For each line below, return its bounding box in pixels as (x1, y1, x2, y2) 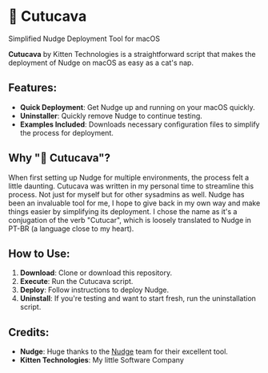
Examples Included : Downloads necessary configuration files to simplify (19, 120, 260, 129)
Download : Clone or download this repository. (19, 268, 173, 278)
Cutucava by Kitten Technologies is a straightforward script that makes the (8, 49, 256, 59)
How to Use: (8, 246, 70, 260)
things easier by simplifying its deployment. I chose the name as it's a (8, 206, 238, 216)
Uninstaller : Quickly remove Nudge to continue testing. (19, 111, 202, 120)
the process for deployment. (19, 128, 114, 137)
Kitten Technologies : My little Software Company (19, 355, 184, 365)
